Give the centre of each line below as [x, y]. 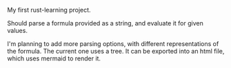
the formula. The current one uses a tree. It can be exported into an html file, [116, 51]
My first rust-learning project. [49, 10]
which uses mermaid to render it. [54, 58]
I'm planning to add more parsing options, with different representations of [113, 44]
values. [17, 31]
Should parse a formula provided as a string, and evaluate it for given [105, 23]
